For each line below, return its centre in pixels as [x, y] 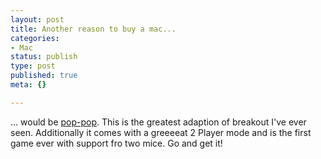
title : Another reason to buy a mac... [93, 29]
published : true [44, 76]
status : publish [44, 57]
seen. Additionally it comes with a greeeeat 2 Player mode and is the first [161, 132]
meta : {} [28, 85]
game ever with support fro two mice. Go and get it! [116, 143]
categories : [35, 38]
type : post [33, 66]
